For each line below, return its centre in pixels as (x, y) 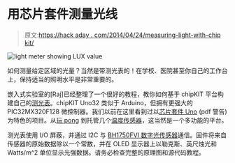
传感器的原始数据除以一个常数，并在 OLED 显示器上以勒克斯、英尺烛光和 (112, 143)
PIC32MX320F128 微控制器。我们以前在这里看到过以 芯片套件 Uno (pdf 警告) (117, 111)
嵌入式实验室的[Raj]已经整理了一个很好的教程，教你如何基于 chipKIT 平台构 (115, 94)
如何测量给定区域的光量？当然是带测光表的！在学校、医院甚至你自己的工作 (114, 70)
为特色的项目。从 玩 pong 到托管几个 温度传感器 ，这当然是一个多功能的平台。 (117, 120)
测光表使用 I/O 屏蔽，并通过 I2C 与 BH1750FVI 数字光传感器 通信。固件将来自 (117, 135)
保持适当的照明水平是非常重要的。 (68, 79)
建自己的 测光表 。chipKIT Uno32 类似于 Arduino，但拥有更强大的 (100, 102)
